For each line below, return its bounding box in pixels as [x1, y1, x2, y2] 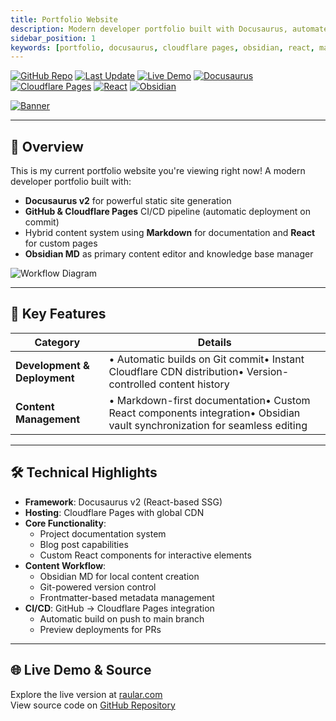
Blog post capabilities [39, 538, 129, 550]
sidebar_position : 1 [10, 33, 97, 43]
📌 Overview [10, 138, 84, 155]
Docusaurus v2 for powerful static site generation [24, 195, 232, 207]
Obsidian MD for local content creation [39, 570, 200, 582]
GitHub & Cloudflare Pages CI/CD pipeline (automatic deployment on [24, 206, 311, 218]
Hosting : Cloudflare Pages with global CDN [24, 506, 205, 518]
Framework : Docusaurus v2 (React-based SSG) [24, 496, 223, 508]
